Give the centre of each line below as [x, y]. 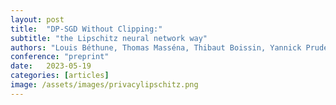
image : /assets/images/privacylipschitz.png [104, 85]
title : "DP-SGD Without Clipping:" [86, 29]
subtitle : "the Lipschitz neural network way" [109, 38]
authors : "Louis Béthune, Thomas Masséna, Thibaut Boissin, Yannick [156, 47]
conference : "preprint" [60, 57]
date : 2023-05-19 [51, 66]
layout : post [37, 19]
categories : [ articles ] [60, 76]
